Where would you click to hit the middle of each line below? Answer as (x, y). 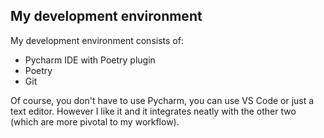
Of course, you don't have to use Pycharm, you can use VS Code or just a (162, 100)
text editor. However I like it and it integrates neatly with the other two (153, 111)
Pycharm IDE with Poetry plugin (90, 60)
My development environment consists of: (97, 40)
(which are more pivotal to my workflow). (95, 121)
